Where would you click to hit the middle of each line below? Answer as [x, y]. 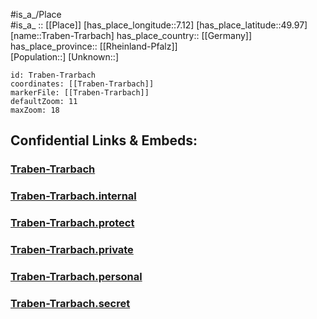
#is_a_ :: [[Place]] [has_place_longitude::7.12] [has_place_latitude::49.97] [159, 25]
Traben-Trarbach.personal [76, 276]
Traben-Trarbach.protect [72, 223]
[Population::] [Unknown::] [65, 57]
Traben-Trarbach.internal [73, 196]
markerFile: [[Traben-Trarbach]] [80, 93]
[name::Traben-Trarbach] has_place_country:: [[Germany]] [131, 35]
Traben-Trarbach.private [72, 250]
